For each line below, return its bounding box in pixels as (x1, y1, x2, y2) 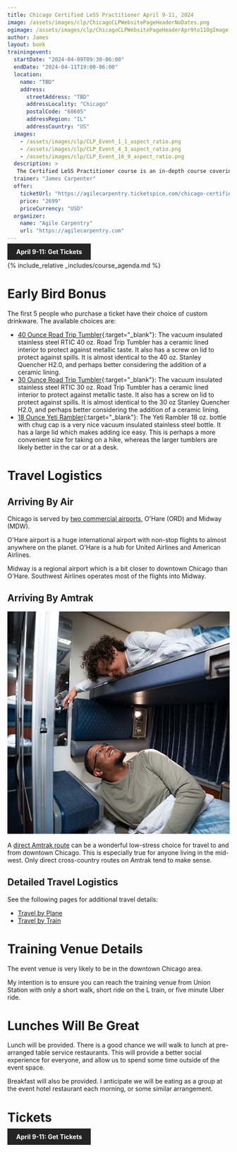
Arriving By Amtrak (7, 592, 94, 604)
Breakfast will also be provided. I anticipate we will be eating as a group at (7, 1077, 223, 1086)
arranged (7, 1048, 35, 1057)
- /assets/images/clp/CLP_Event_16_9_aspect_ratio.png (20, 152, 185, 160)
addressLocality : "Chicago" (25, 101, 109, 108)
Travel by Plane (17, 908, 63, 917)
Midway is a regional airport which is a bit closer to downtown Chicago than (7, 564, 228, 572)
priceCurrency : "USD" (20, 205, 83, 212)
